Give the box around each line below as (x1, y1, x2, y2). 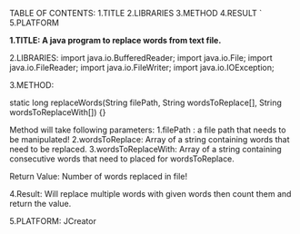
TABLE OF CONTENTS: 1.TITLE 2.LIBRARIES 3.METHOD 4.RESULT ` (9, 8, 262, 18)
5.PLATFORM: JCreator (9, 216, 97, 226)
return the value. (9, 199, 72, 209)
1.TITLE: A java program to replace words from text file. (9, 35, 222, 45)
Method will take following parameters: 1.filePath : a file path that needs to (9, 124, 286, 135)
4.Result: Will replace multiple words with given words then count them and (9, 189, 292, 199)
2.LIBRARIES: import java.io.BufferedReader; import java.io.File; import (9, 53, 273, 63)
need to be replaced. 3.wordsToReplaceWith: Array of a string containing (9, 144, 282, 154)
